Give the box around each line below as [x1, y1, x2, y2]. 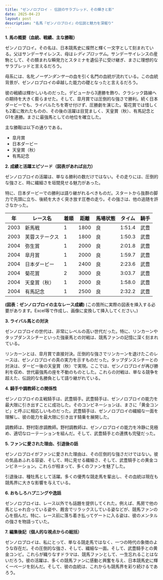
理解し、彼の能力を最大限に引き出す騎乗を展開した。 [5, 414, 112, 420]
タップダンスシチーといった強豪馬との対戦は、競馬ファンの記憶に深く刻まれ [5, 334, 159, 340]
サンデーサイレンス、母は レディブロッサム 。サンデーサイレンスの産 [21, 51, 158, 57]
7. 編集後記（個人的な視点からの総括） [5, 529, 82, 535]
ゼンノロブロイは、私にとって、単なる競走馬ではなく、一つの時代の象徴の [5, 539, 154, 545]
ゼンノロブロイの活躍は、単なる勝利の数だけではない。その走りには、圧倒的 [5, 174, 159, 180]
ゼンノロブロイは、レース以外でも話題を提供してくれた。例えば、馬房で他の [5, 500, 158, 506]
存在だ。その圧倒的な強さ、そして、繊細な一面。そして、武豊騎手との [13, 545, 154, 551]
